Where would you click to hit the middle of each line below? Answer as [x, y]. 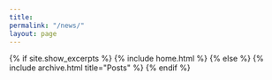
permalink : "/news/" [47, 25]
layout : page [33, 33]
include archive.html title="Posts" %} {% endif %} [100, 68]
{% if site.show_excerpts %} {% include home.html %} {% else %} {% [137, 59]
